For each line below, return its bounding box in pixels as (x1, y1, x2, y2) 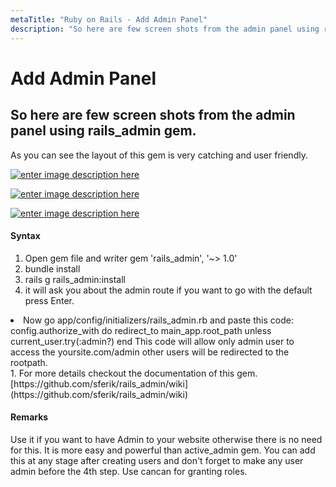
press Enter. (24, 294, 75, 306)
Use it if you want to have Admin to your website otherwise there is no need (10, 433, 323, 445)
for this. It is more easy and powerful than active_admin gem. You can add (10, 444, 316, 456)
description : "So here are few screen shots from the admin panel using (10, 24, 320, 34)
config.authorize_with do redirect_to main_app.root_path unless (10, 324, 272, 336)
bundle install (24, 262, 81, 275)
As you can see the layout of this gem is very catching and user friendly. (10, 149, 308, 161)
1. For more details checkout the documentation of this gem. (10, 367, 258, 379)
